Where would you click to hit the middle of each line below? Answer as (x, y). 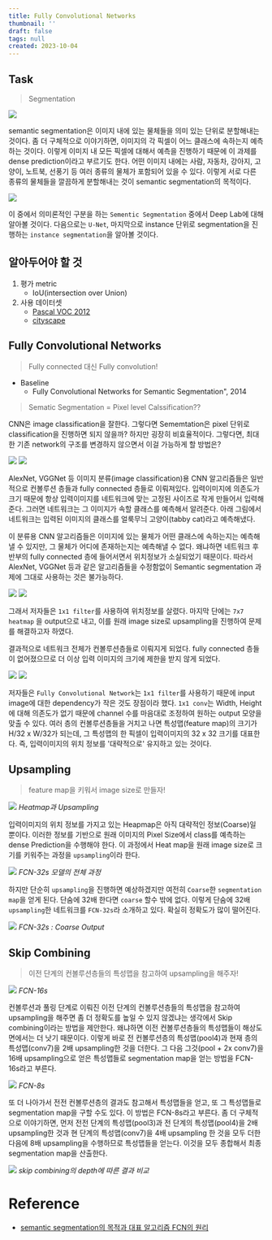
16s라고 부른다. (32, 1068)
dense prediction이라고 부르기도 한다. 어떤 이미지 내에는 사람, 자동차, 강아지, (131, 161)
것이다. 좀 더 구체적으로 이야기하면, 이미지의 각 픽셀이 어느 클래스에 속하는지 (129, 141)
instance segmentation (68, 235)
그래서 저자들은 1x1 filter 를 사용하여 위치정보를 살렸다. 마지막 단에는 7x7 (126, 611)
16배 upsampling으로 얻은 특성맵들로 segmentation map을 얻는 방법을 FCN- (131, 1059)
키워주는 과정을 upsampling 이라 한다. (82, 855)
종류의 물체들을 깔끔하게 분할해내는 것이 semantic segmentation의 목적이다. (130, 181)
